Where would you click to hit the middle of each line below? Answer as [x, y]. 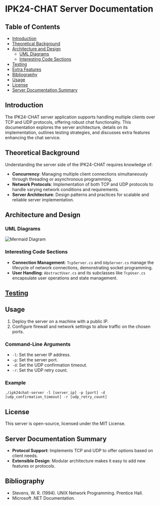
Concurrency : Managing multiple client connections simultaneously [80, 174]
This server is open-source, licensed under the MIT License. [65, 424]
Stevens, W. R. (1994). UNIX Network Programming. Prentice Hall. [78, 493]
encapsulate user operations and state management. [65, 278]
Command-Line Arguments [38, 344]
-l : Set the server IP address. [41, 355]
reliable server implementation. [43, 199]
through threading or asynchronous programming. [62, 179]
